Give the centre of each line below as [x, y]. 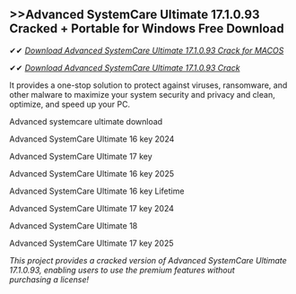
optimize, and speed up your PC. [70, 104]
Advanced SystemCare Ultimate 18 [74, 225]
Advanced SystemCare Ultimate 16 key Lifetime [97, 191]
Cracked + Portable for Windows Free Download [147, 29]
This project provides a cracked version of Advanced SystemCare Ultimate [148, 260]
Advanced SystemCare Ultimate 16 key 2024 [92, 139]
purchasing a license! [49, 279]
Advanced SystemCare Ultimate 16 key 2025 [92, 173]
